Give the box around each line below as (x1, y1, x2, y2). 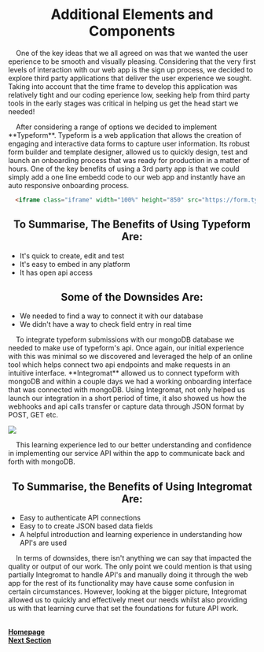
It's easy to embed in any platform (19, 259, 130, 269)
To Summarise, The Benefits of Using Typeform (13, 218, 251, 232)
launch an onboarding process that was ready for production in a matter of (8, 155, 250, 165)
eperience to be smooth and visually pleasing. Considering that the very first (8, 57, 256, 66)
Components (89, 22, 175, 40)
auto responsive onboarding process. (8, 180, 130, 190)
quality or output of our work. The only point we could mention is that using (8, 561, 253, 572)
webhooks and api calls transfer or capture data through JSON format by (8, 402, 245, 411)
